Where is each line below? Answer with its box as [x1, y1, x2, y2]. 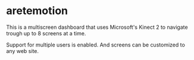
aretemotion [6, 4, 68, 18]
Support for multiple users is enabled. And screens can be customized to [6, 41, 186, 48]
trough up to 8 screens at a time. [6, 29, 86, 36]
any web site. [6, 47, 39, 54]
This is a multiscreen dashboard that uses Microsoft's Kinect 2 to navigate [6, 24, 189, 31]
